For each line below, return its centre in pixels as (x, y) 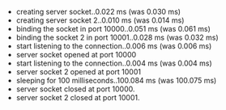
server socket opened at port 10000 (76, 55)
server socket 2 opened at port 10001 (79, 72)
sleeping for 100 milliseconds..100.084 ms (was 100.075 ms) (116, 80)
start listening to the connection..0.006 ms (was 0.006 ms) (114, 46)
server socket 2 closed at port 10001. (78, 97)
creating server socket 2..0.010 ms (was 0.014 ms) (100, 20)
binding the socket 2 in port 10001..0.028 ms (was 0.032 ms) (117, 37)
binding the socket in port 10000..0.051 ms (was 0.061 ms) (113, 29)
